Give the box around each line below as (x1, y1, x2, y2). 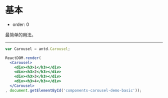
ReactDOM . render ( (5, 55, 41, 60)
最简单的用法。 (5, 31, 36, 37)
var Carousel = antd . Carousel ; (5, 46, 70, 51)
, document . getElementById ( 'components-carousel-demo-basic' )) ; (5, 88, 142, 93)
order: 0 (12, 21, 29, 27)
